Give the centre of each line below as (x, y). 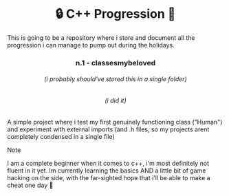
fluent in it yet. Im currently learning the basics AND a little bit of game (107, 171)
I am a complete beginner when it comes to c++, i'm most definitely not (108, 163)
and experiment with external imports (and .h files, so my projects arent (108, 129)
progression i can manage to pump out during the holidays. (91, 45)
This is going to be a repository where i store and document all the (101, 37)
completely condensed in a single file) (61, 136)
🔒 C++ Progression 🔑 (116, 14)
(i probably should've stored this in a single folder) (116, 79)
